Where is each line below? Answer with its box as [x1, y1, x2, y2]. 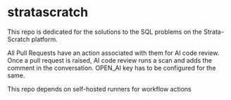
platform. [31, 35, 58, 43]
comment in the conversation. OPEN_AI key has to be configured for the [7, 63, 216, 72]
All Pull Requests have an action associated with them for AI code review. [7, 49, 220, 57]
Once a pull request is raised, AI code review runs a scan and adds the [7, 56, 213, 64]
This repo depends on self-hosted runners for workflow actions [7, 85, 192, 93]
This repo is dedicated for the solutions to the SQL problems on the [7, 27, 203, 36]
